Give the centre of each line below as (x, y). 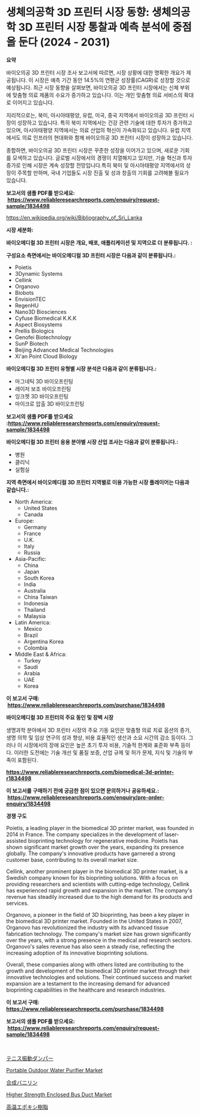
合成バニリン (22, 1083)
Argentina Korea (44, 641)
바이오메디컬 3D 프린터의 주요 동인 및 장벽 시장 (60, 717)
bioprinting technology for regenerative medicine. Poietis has (103, 840)
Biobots (24, 292)
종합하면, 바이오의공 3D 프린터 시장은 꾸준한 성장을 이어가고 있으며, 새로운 (93, 150)
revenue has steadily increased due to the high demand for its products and (99, 897)
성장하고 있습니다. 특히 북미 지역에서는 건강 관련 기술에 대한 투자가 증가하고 (105, 123)
